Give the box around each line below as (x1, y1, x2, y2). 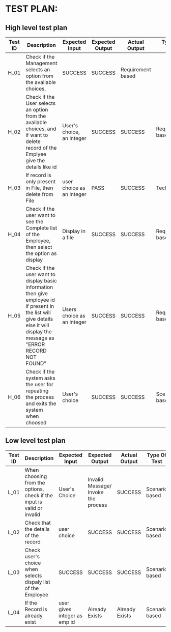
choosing (24, 473, 47, 480)
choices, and (25, 125, 56, 132)
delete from (25, 191, 53, 197)
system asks (25, 375, 56, 382)
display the (25, 328, 52, 335)
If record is (25, 171, 52, 179)
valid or (24, 504, 43, 511)
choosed (25, 419, 47, 426)
